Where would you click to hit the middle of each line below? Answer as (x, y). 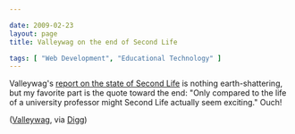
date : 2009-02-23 (42, 25)
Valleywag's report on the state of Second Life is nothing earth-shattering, (146, 84)
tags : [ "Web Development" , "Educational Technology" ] (115, 58)
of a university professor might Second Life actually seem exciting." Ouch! (146, 103)
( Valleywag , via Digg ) (48, 120)
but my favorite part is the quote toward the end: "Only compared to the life (148, 93)
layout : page (34, 33)
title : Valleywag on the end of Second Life (93, 42)
